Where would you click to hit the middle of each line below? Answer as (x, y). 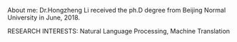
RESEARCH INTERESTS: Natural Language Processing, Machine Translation (119, 31)
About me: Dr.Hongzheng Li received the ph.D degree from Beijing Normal (117, 10)
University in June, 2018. (44, 17)
